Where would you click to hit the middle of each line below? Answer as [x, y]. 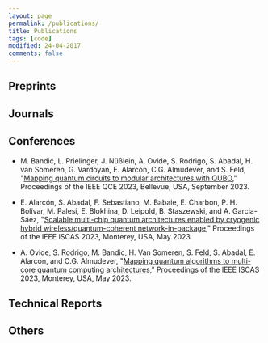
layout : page [30, 16]
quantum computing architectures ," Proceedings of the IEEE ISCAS [149, 269]
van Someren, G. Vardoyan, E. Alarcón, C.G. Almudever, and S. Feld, [133, 169]
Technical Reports [55, 303]
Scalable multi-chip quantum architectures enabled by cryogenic [152, 219]
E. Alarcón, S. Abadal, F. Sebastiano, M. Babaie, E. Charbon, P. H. [129, 202]
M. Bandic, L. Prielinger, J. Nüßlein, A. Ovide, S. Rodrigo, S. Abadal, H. [136, 161]
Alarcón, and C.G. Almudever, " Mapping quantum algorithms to [125, 260]
